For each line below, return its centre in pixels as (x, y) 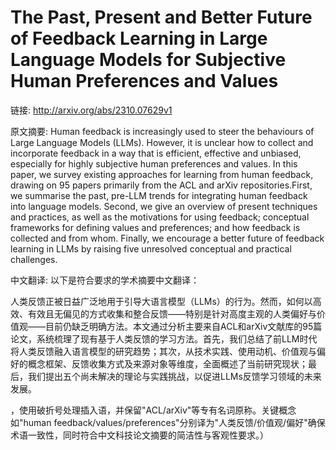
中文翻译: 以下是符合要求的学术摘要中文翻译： (105, 280)
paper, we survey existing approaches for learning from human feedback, (162, 174)
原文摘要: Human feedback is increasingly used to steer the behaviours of (162, 131)
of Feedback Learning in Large (139, 38)
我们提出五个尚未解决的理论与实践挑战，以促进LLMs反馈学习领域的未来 (174, 376)
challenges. (34, 259)
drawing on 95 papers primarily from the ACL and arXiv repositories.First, (161, 185)
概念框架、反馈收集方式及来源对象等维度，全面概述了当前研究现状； (167, 363)
